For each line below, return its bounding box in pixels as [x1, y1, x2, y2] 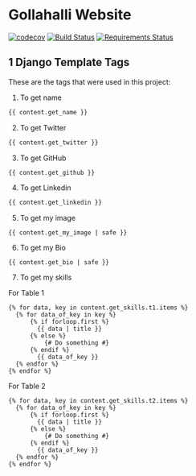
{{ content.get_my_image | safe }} [8, 229, 128, 237]
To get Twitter [19, 122, 67, 132]
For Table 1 [8, 288, 44, 298]
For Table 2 [8, 381, 46, 391]
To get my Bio [19, 243, 67, 253]
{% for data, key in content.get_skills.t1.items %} [8, 304, 189, 312]
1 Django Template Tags [8, 56, 130, 69]
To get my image [19, 213, 76, 223]
